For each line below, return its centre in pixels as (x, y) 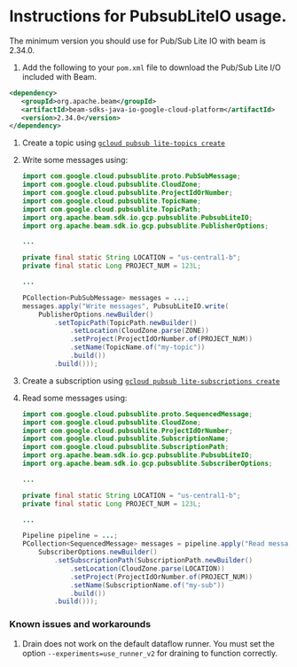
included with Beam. (59, 76)
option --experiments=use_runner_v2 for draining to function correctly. (149, 653)
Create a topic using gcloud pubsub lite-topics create (124, 143)
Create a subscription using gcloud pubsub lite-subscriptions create (151, 380)
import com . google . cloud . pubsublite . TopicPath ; (112, 209)
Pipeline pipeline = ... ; (70, 536)
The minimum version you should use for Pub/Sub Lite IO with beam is (137, 41)
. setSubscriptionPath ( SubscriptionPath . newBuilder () (154, 561)
